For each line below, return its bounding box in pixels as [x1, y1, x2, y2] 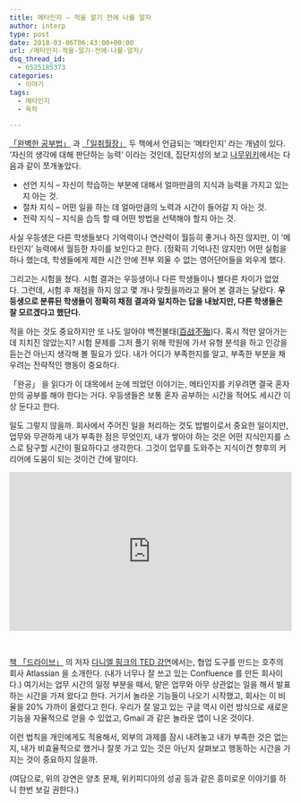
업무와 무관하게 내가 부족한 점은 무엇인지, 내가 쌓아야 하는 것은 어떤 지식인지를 [9, 431, 282, 442]
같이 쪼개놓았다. [25, 160, 82, 171]
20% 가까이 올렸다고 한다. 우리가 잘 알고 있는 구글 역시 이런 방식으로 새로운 [25, 701, 289, 712]
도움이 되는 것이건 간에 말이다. [32, 454, 139, 465]
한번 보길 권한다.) [18, 784, 79, 795]
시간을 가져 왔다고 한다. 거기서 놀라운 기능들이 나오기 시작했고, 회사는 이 [25, 690, 277, 701]
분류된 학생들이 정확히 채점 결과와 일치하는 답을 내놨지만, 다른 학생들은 [39, 296, 284, 307]
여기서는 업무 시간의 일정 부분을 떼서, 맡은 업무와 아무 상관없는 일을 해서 [23, 679, 275, 689]
